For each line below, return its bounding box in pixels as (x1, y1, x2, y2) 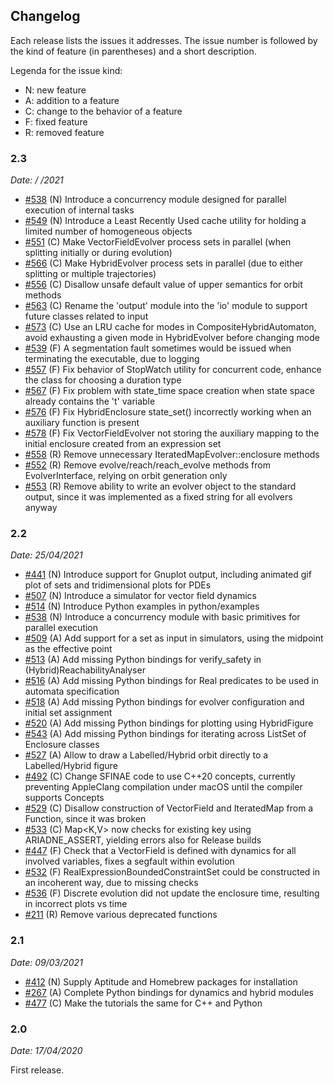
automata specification (24, 685, 120, 698)
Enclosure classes (24, 739, 100, 751)
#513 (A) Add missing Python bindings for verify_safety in (24, 654, 262, 666)
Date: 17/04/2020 (10, 1045, 83, 1056)
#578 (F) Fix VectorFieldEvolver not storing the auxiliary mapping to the (24, 427, 320, 439)
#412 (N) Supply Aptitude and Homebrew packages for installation (24, 975, 298, 988)
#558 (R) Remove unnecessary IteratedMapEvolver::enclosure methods (24, 449, 320, 461)
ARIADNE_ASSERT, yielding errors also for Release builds (24, 834, 262, 846)
